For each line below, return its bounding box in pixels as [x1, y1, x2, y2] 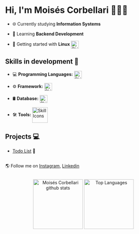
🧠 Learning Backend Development [12, 31, 84, 37]
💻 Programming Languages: [12, 72, 73, 78]
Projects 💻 [5, 132, 40, 141]
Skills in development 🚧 [5, 57, 79, 66]
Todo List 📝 [12, 148, 36, 154]
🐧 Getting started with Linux [12, 41, 70, 47]
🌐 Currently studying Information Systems [12, 21, 101, 27]
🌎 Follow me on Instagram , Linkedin [5, 162, 79, 168]
